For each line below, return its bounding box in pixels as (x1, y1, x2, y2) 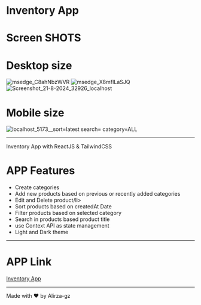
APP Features (6, 164, 75, 178)
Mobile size (6, 106, 65, 119)
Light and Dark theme (14, 229, 69, 236)
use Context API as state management (14, 222, 109, 229)
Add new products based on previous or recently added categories (14, 190, 181, 198)
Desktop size (6, 58, 72, 72)
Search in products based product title (14, 216, 110, 223)
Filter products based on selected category (14, 210, 121, 217)
